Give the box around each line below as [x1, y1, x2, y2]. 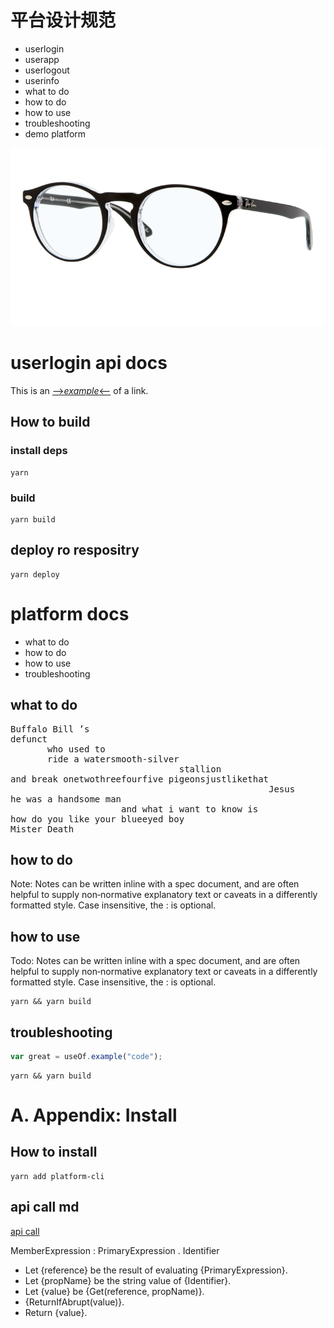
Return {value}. [24, 1306, 88, 1318]
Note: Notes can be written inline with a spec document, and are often [10, 878, 300, 890]
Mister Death [10, 823, 75, 835]
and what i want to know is [121, 803, 259, 815]
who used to [47, 743, 106, 755]
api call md [10, 1199, 80, 1216]
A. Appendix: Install [10, 1104, 178, 1127]
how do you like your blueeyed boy [10, 813, 185, 825]
